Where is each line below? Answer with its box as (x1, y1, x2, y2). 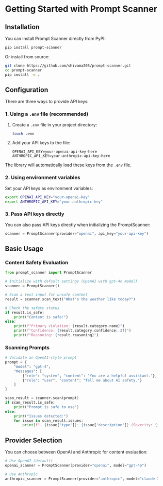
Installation (5, 23, 40, 31)
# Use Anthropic (5, 471, 38, 477)
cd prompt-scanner (5, 68, 42, 72)
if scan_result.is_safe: (5, 400, 55, 405)
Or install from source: (5, 53, 50, 59)
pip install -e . (5, 72, 40, 77)
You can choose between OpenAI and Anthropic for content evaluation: (5, 449, 148, 455)
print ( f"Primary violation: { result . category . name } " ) (14, 324, 125, 329)
